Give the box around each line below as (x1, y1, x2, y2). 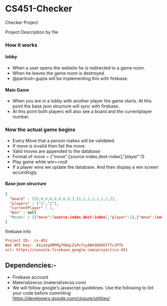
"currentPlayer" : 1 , (9, 205, 55, 210)
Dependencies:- (5, 261, 57, 269)
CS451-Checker (5, 3, 73, 14)
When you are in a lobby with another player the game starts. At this (12, 98, 152, 104)
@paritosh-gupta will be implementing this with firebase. (12, 76, 129, 82)
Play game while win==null (12, 159, 68, 165)
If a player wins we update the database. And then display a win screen (12, 164, 159, 170)
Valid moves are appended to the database (12, 148, 100, 154)
